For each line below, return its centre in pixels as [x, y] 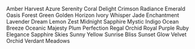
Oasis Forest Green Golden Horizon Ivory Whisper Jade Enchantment [93, 15]
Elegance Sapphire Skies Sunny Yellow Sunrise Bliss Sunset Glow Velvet [96, 34]
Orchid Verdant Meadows [38, 41]
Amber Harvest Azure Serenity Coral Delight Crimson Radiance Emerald [96, 9]
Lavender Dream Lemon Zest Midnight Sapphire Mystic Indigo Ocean [93, 21]
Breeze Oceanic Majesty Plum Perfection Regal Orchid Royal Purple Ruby [98, 28]
